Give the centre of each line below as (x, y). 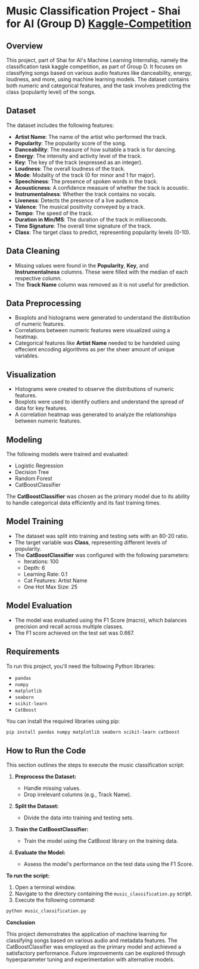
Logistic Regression (39, 466)
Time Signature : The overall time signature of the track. (83, 226)
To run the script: (28, 876)
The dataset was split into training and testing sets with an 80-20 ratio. (102, 536)
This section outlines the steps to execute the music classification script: (95, 765)
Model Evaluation (39, 606)
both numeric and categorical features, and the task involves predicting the (98, 86)
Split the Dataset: (37, 806)
